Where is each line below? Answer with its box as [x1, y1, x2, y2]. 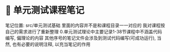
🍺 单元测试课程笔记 [5, 5, 85, 16]
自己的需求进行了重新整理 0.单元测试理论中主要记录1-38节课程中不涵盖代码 [5, 28, 162, 34]
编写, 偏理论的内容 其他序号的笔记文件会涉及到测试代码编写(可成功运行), [5, 35, 156, 41]
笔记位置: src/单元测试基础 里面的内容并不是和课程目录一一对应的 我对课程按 [5, 22, 165, 28]
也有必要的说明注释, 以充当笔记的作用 [12, 41, 90, 47]
